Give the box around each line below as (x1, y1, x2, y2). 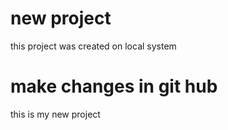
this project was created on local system (10, 40, 177, 52)
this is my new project (10, 108, 101, 120)
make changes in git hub (10, 75, 218, 98)
